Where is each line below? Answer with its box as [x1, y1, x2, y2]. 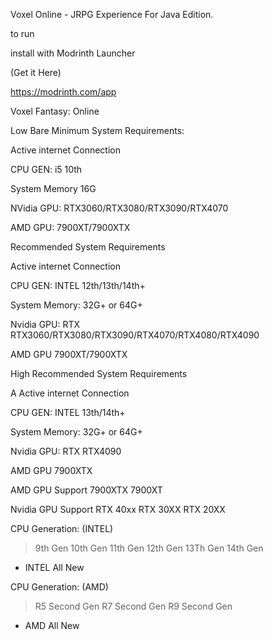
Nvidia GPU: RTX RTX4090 [10, 445, 122, 457]
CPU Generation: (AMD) [10, 581, 109, 593]
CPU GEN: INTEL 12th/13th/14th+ [10, 280, 146, 291]
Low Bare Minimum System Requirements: [10, 125, 185, 136]
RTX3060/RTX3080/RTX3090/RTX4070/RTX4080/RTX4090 [10, 329, 260, 341]
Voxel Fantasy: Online [10, 105, 100, 117]
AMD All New [24, 620, 80, 631]
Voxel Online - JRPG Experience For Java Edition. [10, 9, 214, 20]
